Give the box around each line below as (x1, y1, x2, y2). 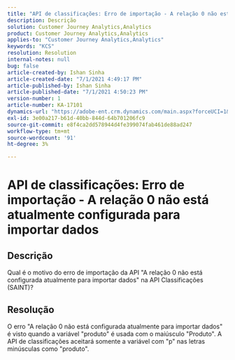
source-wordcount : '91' (7, 134, 77, 141)
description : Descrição (7, 17, 77, 24)
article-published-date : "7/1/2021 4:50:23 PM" (7, 88, 149, 95)
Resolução (7, 303, 55, 316)
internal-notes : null (7, 56, 71, 63)
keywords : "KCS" (7, 43, 55, 50)
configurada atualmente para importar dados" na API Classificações (7, 276, 204, 284)
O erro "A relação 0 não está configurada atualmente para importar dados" (7, 322, 223, 331)
